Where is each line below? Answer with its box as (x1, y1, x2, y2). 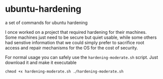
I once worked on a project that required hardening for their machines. (5, 29, 147, 35)
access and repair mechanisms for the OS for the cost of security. (5, 45, 138, 51)
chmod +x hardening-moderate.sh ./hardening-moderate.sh (5, 69, 124, 74)
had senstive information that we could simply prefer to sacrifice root (5, 39, 144, 45)
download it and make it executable (5, 59, 77, 65)
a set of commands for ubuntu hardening (5, 20, 88, 26)
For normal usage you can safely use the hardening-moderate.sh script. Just (5, 54, 158, 60)
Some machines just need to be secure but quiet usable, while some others (5, 34, 157, 40)
